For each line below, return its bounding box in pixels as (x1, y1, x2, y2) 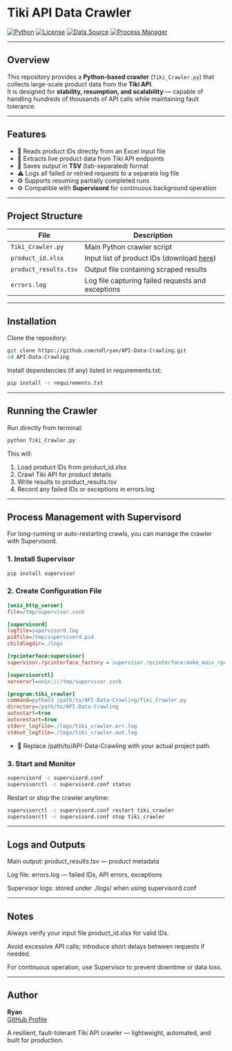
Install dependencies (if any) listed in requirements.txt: (7, 366, 162, 374)
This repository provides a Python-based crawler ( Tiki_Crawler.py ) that (7, 73, 215, 81)
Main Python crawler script (84, 242, 173, 252)
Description (133, 230, 173, 240)
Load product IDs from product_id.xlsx (17, 463, 127, 471)
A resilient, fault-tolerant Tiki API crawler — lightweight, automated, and (7, 1028, 211, 1036)
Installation (7, 315, 57, 327)
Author (7, 989, 38, 1001)
